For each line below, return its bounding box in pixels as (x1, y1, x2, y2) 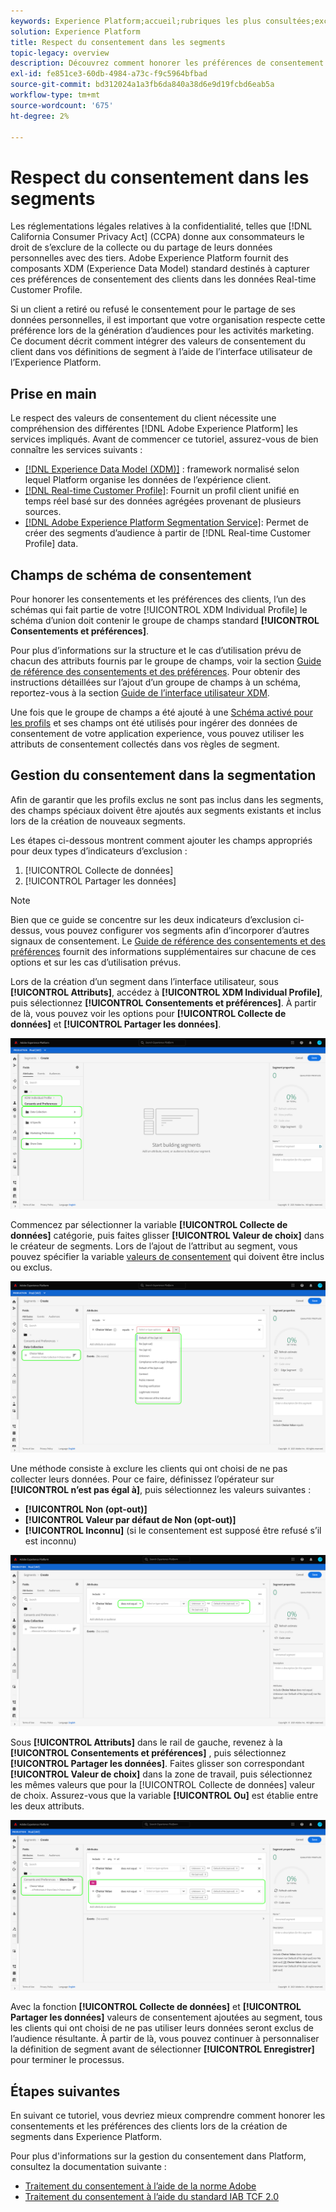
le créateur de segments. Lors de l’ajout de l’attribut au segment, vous (10, 1240, 298, 1252)
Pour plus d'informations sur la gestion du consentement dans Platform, (10, 2150, 307, 2162)
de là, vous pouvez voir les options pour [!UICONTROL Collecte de (10, 1007, 287, 1019)
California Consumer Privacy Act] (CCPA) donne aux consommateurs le (10, 231, 305, 243)
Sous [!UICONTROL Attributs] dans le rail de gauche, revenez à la (10, 1736, 283, 1748)
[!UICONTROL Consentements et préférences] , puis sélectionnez (10, 1746, 287, 1759)
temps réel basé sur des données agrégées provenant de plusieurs (24, 495, 302, 507)
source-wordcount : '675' (10, 100, 114, 110)
